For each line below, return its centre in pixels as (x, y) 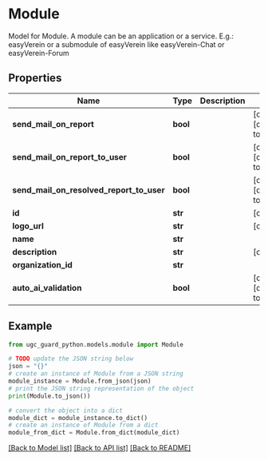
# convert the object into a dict (66, 410)
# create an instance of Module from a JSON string (96, 374)
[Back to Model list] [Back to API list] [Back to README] (100, 448)
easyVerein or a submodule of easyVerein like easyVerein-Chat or (116, 44)
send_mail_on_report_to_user (70, 157)
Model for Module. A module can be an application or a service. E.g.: (121, 36)
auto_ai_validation (47, 287)
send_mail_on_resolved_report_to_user (89, 190)
